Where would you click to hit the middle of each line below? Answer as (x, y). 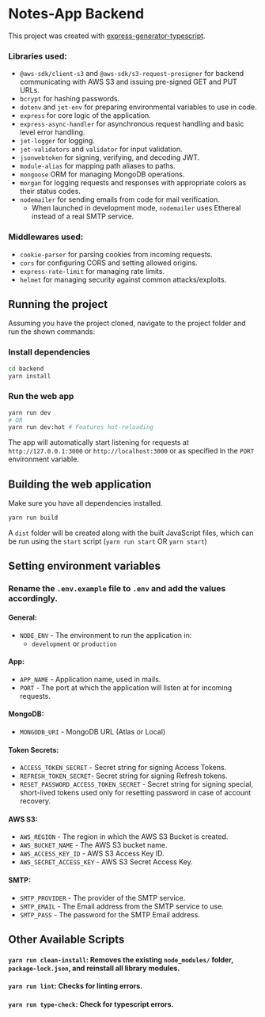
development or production (74, 643)
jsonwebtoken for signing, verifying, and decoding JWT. (110, 157)
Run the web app (41, 397)
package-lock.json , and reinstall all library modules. (94, 968)
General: (23, 617)
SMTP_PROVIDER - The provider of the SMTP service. (102, 897)
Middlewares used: (46, 237)
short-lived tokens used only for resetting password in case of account (135, 793)
